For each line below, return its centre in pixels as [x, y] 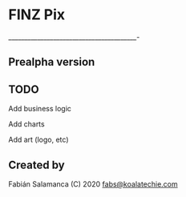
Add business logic [40, 109]
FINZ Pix [37, 15]
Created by [37, 165]
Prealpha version [52, 62]
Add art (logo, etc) [39, 140]
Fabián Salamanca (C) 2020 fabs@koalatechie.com [93, 184]
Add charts [27, 124]
